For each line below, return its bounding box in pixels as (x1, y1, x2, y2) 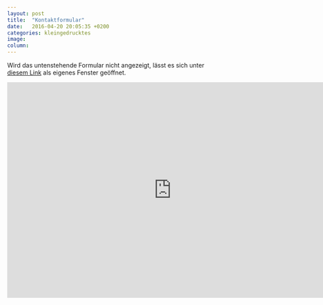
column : (7, 42, 30, 49)
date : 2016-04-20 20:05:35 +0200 (7, 23, 110, 30)
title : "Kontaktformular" (7, 17, 85, 23)
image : (7, 36, 26, 43)
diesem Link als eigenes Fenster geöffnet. (7, 68, 126, 77)
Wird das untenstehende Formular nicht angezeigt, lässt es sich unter (7, 61, 205, 69)
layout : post (7, 10, 45, 17)
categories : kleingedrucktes (7, 29, 91, 37)
